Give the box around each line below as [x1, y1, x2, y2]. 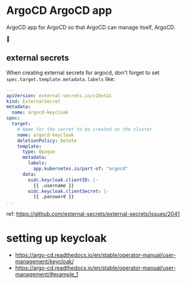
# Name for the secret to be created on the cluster [17, 126, 153, 132]
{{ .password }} [33, 194, 74, 200]
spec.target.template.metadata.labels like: [6, 75, 116, 82]
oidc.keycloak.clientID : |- [28, 176, 98, 183]
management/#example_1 [14, 271, 79, 278]
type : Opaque [22, 149, 56, 155]
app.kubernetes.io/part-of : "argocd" [33, 166, 129, 172]
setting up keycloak [6, 231, 107, 245]
